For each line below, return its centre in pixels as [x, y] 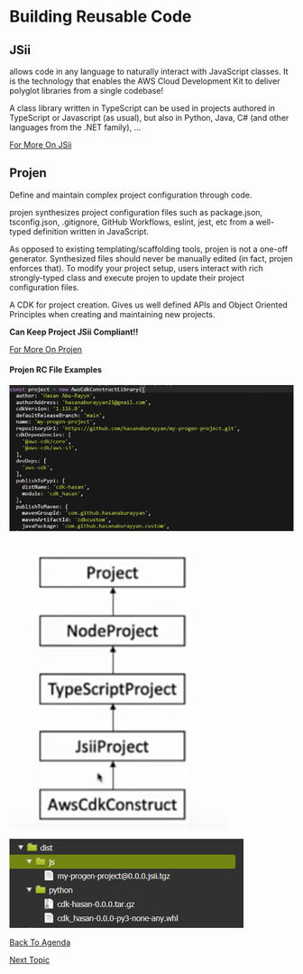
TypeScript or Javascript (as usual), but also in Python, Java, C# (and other [149, 118]
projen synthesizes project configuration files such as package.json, [136, 212]
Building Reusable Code [101, 17]
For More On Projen [46, 349]
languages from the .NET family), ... [75, 127]
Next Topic [30, 960]
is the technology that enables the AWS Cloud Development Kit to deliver [145, 81]
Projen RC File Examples [55, 370]
